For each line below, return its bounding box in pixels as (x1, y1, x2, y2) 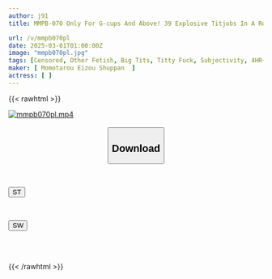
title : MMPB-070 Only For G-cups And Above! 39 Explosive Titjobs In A (8, 19, 255, 27)
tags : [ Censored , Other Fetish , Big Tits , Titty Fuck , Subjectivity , (8, 57, 249, 65)
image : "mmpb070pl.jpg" (8, 49, 89, 57)
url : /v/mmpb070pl (8, 34, 70, 42)
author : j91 (8, 11, 49, 20)
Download (112, 142, 160, 154)
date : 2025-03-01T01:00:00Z (8, 41, 104, 49)
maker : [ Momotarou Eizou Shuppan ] (8, 64, 136, 73)
